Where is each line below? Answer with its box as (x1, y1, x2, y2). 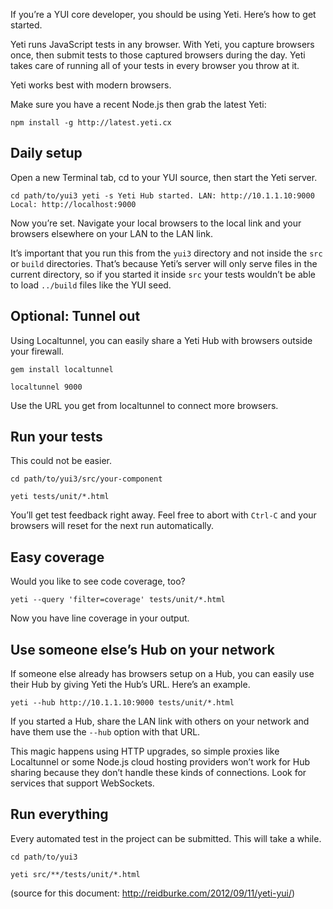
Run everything (10, 806, 109, 823)
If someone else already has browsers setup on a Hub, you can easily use (10, 668, 315, 680)
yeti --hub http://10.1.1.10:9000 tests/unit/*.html (10, 698, 235, 708)
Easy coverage (10, 549, 105, 566)
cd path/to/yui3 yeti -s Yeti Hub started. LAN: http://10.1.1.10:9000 (10, 190, 315, 201)
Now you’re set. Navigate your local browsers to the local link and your (10, 217, 302, 229)
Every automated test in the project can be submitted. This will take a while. (10, 832, 322, 844)
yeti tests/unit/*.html (10, 492, 110, 502)
